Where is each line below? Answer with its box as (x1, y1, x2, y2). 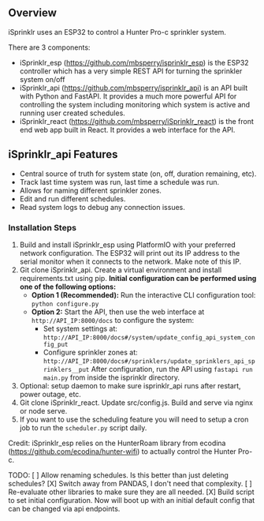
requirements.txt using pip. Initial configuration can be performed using (19, 273, 257, 283)
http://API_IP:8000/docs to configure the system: (31, 315, 195, 324)
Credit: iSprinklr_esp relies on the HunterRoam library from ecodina (8, 438, 226, 448)
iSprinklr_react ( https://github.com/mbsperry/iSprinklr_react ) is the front (19, 116, 255, 126)
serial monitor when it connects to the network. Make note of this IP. (19, 257, 242, 266)
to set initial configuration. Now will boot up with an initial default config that (8, 495, 255, 504)
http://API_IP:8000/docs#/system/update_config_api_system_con (43, 333, 255, 342)
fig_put (43, 340, 69, 348)
